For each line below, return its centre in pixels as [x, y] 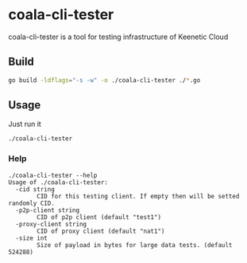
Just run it [25, 124]
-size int [31, 238]
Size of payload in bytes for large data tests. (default [135, 245]
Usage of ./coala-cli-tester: [58, 182]
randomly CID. [32, 203]
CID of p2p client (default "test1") [99, 217]
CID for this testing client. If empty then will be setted [138, 196]
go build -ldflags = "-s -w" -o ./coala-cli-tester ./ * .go [104, 80]
